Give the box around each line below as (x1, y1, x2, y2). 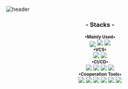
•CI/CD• (91, 59, 109, 65)
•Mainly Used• (85, 34, 115, 40)
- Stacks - (85, 20, 115, 29)
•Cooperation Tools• (78, 72, 122, 78)
